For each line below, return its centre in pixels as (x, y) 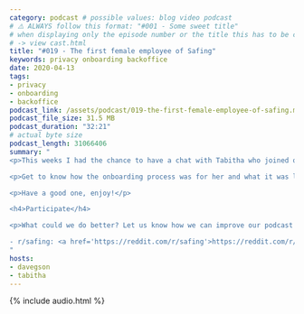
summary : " (30, 152)
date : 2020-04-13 (42, 69)
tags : (19, 77)
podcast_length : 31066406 (58, 143)
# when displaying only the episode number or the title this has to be (149, 34)
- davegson (30, 267)
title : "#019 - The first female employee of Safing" (113, 51)
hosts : (22, 258)
